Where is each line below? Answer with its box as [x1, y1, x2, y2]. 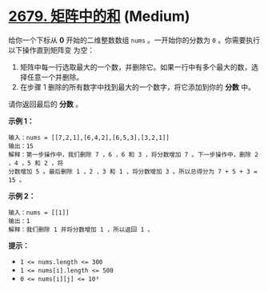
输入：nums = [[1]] [8, 209, 70, 217]
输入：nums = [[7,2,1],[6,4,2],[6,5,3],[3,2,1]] [8, 134, 170, 142]
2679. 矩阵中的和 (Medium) [8, 7, 190, 26]
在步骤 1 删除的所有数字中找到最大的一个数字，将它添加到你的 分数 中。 [19, 82, 256, 92]
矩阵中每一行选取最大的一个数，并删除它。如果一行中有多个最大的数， [19, 62, 252, 72]
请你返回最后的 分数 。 [8, 99, 82, 109]
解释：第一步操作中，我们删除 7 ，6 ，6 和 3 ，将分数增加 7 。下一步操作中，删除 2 [8, 150, 258, 158]
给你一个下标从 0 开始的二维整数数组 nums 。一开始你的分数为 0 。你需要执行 [8, 35, 260, 45]
